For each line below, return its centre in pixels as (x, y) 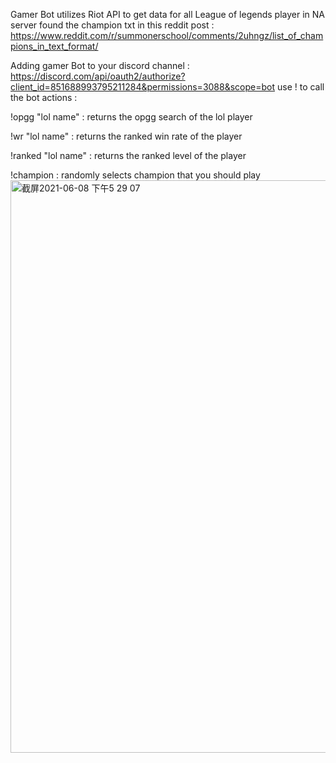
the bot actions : (44, 97)
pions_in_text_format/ (54, 46)
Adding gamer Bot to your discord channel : (100, 65)
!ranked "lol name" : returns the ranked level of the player (128, 155)
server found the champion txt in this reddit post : (112, 25)
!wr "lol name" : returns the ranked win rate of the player (126, 136)
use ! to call (300, 87)
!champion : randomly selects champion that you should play (135, 175)
